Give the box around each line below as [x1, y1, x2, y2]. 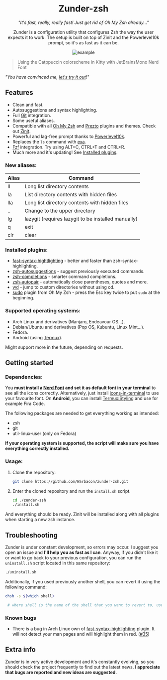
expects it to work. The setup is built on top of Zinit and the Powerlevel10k [7, 34, 160, 40]
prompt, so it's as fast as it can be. [48, 39, 119, 45]
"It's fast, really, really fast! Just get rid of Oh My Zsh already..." [18, 19, 149, 25]
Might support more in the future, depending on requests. [5, 344, 123, 350]
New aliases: [5, 161, 37, 168]
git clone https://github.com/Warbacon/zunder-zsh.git [12, 479, 129, 484]
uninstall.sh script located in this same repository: [5, 560, 110, 566]
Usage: [5, 458, 23, 465]
